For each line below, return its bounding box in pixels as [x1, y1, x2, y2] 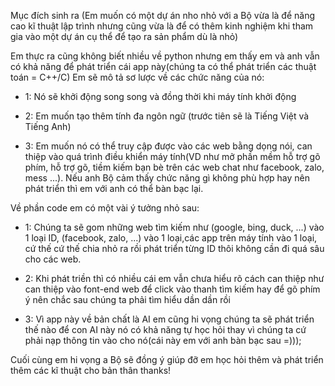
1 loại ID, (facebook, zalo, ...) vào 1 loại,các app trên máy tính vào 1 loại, [24, 232, 318, 244]
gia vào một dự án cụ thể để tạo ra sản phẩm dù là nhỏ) [10, 31, 239, 42]
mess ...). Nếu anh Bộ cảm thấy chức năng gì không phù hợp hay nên [24, 172, 310, 184]
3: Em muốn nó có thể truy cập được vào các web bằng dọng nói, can [24, 140, 313, 152]
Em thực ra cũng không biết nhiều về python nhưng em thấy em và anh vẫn [10, 50, 320, 62]
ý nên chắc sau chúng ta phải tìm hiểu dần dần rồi [24, 294, 231, 305]
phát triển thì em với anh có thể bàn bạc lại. [24, 183, 204, 194]
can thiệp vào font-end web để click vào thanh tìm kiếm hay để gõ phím [24, 283, 321, 295]
